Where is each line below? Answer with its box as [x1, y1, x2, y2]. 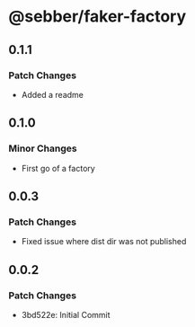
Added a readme [21, 89, 84, 100]
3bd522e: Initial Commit [21, 309, 111, 320]
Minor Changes [8, 142, 77, 155]
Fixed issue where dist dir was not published [21, 236, 187, 247]
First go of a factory [21, 163, 95, 173]
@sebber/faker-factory [8, 6, 186, 27]
